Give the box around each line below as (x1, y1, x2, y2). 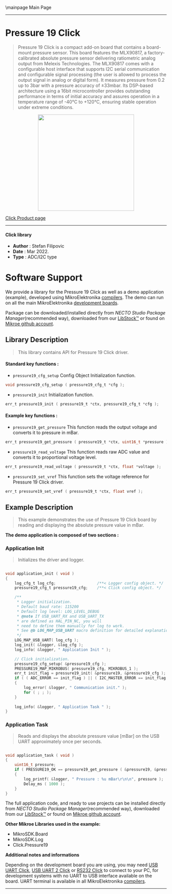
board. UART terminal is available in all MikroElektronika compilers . (5, 878, 146, 884)
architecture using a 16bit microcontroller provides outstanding (17, 87, 150, 94)
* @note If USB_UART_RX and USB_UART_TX (16, 613, 104, 619)
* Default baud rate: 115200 (16, 604, 79, 609)
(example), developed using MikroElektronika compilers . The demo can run (5, 294, 164, 301)
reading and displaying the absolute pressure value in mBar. (17, 522, 144, 528)
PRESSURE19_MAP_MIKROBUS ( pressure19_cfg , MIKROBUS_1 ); (14, 666, 139, 671)
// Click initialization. (14, 656, 70, 662)
